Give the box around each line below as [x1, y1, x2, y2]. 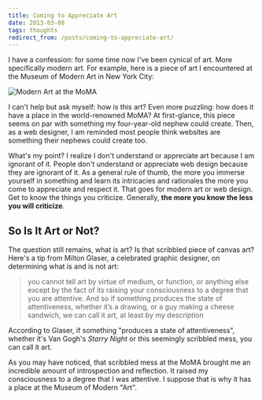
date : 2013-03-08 [8, 19, 65, 27]
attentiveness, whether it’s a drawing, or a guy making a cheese [27, 302, 234, 312]
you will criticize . [8, 202, 65, 211]
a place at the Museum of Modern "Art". [8, 383, 138, 392]
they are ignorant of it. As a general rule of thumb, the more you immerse [8, 168, 245, 177]
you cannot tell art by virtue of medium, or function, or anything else [27, 277, 249, 287]
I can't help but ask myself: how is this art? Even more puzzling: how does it [8, 102, 254, 112]
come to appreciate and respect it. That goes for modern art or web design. [8, 184, 253, 194]
